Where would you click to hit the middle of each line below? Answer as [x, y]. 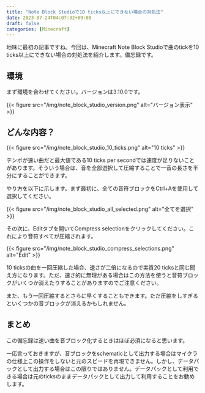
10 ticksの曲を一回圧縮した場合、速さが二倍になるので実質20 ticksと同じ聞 [101, 267]
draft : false [23, 23]
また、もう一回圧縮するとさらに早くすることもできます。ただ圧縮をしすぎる [102, 296]
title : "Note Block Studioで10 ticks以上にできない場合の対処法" [85, 12]
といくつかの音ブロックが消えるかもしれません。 [68, 303]
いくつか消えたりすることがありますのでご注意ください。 [89, 282]
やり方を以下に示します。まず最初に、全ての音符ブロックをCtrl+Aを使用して [102, 188]
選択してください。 [31, 196]
